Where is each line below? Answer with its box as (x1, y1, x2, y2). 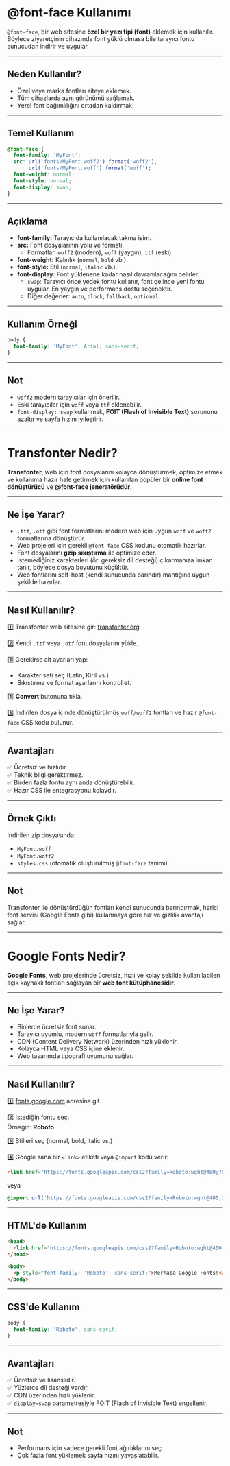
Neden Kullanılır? (7, 69, 82, 80)
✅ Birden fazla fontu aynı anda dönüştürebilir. (7, 778, 136, 786)
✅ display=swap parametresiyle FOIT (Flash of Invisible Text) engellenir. (7, 1399, 208, 1407)
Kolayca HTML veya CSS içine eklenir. (16, 1044, 125, 1053)
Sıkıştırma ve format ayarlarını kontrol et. (16, 679, 131, 687)
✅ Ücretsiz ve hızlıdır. (7, 763, 68, 771)
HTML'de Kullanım (7, 1220, 87, 1231)
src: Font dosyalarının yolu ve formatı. (16, 241, 125, 250)
